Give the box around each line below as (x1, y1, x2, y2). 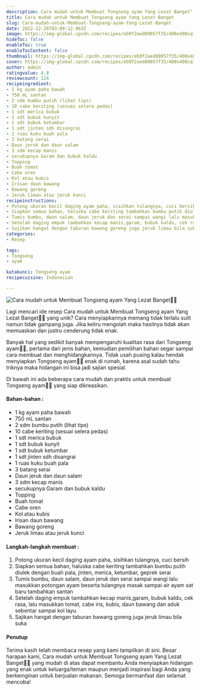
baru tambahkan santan (14, 588, 73, 595)
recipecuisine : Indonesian (6, 275, 73, 281)
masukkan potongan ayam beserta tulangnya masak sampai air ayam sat (14, 582, 193, 589)
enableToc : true (6, 42, 46, 48)
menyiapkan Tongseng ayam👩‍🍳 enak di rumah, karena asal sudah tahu (6, 357, 180, 364)
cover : (6, 59, 23, 65)
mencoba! (6, 679, 31, 686)
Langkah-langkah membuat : (6, 543, 79, 550)
